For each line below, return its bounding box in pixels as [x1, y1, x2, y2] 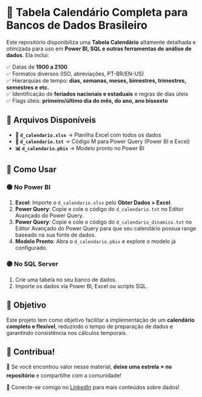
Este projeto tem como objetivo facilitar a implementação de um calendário [6, 316, 195, 323]
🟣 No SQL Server [6, 260, 59, 268]
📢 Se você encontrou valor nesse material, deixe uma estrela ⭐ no [6, 363, 172, 370]
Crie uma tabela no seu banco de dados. [15, 276, 117, 283]
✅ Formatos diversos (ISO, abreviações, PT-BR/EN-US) [6, 70, 144, 77]
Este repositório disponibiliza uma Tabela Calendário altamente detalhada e [6, 38, 196, 46]
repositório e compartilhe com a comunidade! [6, 372, 122, 379]
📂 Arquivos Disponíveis [6, 115, 96, 125]
